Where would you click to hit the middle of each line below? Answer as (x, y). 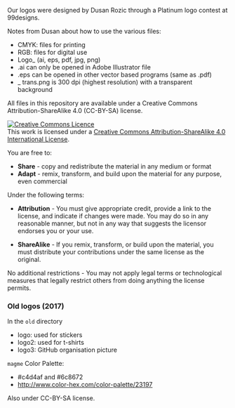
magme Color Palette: (36, 364)
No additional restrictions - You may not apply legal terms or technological (115, 273)
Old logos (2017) (36, 306)
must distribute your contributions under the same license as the (111, 252)
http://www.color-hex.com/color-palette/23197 (85, 385)
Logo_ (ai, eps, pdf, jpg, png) (59, 60)
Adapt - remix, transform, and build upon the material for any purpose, (120, 174)
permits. (19, 288)
